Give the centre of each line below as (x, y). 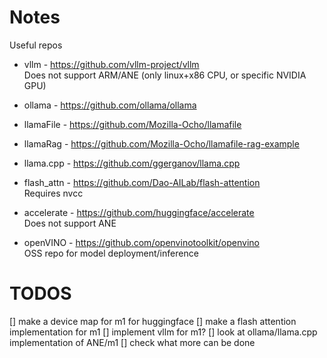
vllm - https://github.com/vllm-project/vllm (111, 64)
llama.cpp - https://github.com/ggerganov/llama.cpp (132, 163)
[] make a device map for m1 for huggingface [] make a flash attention (153, 321)
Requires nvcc (53, 193)
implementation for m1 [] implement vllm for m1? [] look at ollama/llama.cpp (163, 332)
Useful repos (36, 45)
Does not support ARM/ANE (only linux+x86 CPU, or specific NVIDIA (165, 75)
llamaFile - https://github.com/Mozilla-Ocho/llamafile (132, 124)
